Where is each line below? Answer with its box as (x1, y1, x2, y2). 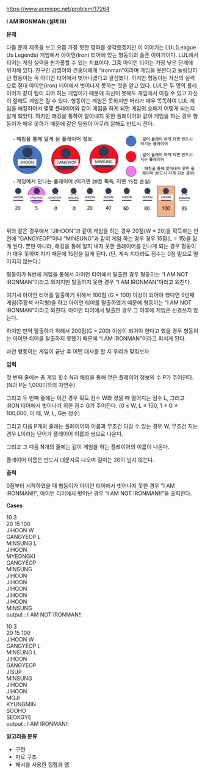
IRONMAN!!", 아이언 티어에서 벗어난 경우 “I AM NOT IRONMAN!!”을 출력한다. (6, 490, 192, 497)
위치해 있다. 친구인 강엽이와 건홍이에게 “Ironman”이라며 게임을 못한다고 (6, 67, 177, 74)
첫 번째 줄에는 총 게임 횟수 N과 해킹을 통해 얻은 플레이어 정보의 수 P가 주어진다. (6, 374, 194, 381)
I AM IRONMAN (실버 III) (6, 18, 67, 25)
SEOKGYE (6, 714, 32, 721)
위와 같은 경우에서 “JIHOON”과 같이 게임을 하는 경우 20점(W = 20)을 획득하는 (6, 227, 192, 234)
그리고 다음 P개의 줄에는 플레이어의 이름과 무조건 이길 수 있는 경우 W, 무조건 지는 (6, 422, 198, 430)
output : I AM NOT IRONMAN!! (6, 610, 82, 618)
